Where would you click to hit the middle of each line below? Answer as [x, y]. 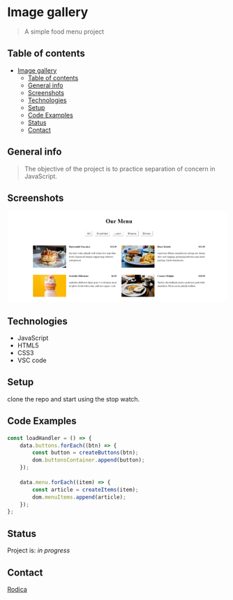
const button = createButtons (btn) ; [85, 453]
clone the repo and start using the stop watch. [74, 399]
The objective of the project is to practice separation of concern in [120, 169]
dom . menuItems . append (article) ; [80, 497]
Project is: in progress [39, 550]
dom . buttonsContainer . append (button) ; [89, 460]
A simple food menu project [64, 31]
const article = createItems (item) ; [85, 490]
